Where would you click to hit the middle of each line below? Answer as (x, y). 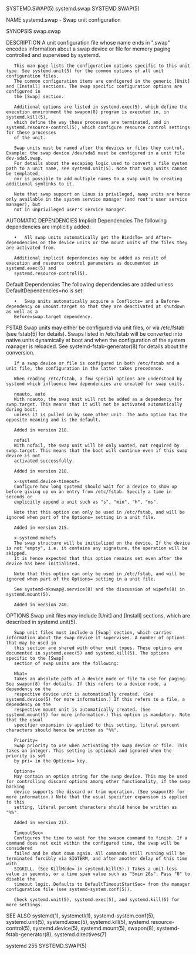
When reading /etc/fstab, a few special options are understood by (98, 379)
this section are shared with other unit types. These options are (98, 648)
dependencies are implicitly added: (48, 227)
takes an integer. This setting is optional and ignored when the (89, 751)
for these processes (31, 133)
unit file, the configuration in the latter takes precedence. (85, 369)
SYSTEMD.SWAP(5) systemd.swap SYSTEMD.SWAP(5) (73, 9)
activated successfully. (44, 461)
